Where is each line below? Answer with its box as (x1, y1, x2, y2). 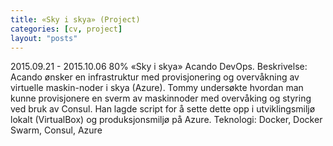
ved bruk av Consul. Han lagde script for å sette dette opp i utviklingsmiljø (10, 103, 316, 115)
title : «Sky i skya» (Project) (10, 14, 141, 25)
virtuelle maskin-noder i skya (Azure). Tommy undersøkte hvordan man (10, 82, 304, 94)
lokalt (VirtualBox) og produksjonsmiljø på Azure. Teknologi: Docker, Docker (10, 114, 323, 126)
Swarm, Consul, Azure (10, 124, 103, 136)
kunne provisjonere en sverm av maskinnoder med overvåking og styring (10, 92, 312, 105)
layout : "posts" (10, 33, 78, 43)
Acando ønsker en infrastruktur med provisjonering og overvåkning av (10, 71, 300, 83)
